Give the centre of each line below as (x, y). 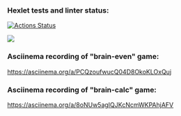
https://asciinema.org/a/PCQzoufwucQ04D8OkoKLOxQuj (89, 72)
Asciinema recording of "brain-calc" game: (82, 90)
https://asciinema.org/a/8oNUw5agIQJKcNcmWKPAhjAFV (90, 105)
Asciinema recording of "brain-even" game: (83, 56)
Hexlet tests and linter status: (58, 10)
